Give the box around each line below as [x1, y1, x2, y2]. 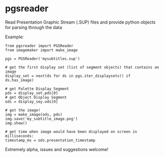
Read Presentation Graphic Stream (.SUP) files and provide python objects [5, 19, 156, 25]
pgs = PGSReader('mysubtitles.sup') [5, 56, 80, 61]
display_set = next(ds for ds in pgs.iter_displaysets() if [5, 73, 131, 78]
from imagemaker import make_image [5, 48, 78, 52]
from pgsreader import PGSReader [5, 43, 74, 48]
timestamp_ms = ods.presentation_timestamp [5, 138, 96, 143]
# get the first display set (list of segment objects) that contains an [5, 65, 160, 70]
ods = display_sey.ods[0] [5, 99, 58, 104]
